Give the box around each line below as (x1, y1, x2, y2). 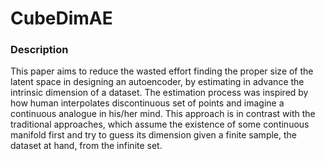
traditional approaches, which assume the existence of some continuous (10, 118, 310, 131)
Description (10, 43, 69, 57)
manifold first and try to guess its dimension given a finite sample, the (10, 129, 297, 141)
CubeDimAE (10, 7, 113, 30)
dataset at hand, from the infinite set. (10, 140, 163, 152)
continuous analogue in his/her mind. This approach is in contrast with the (10, 108, 316, 120)
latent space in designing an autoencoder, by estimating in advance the (10, 76, 305, 88)
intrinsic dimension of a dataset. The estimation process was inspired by (10, 87, 309, 99)
